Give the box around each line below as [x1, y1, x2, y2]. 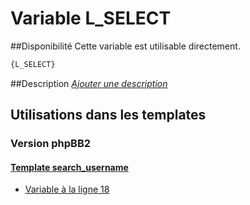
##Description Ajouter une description [10, 77, 168, 89]
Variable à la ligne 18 [24, 183, 110, 196]
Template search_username [10, 161, 129, 173]
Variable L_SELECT [10, 7, 172, 30]
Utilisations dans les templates [10, 107, 207, 124]
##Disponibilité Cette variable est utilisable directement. [10, 40, 241, 52]
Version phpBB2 [10, 137, 92, 151]
